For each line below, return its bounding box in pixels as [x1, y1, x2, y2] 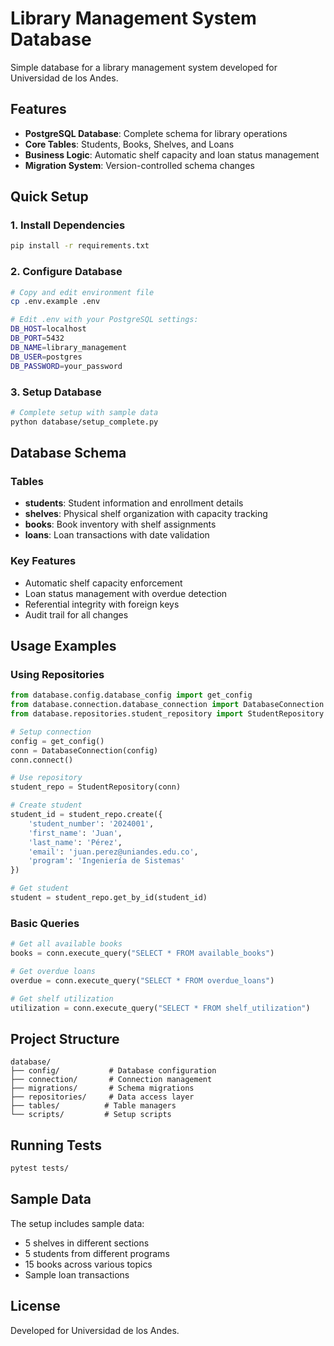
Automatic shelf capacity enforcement [24, 577, 183, 589]
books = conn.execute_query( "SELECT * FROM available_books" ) [10, 948, 275, 959]
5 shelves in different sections [24, 1237, 150, 1249]
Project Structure [10, 1030, 120, 1047]
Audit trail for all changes [24, 608, 129, 621]
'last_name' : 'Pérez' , [28, 837, 123, 847]
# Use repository [10, 773, 83, 783]
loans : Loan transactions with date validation [24, 529, 210, 541]
